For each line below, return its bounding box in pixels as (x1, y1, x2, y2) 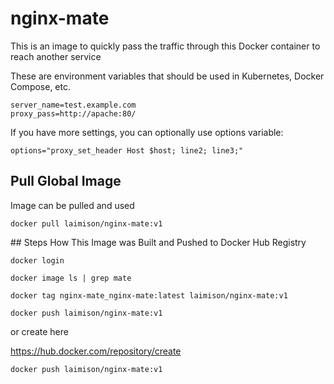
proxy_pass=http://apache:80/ (10, 108, 137, 119)
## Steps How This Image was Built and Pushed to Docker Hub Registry (10, 236, 307, 248)
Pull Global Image (10, 173, 122, 190)
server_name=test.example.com (10, 100, 137, 110)
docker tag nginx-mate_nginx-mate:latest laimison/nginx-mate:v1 (10, 290, 288, 301)
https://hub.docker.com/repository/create (10, 345, 182, 357)
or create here (10, 325, 69, 337)
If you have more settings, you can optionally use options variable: (10, 126, 284, 138)
